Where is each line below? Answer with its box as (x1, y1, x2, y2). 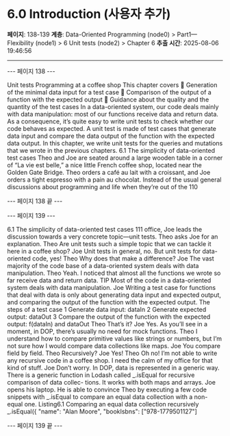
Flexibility (7, 38, 34, 47)
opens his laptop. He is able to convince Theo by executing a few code (7, 385, 207, 393)
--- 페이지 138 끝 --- (7, 197, 63, 205)
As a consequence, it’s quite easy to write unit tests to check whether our (7, 117, 214, 125)
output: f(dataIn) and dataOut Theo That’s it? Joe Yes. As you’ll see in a (7, 319, 207, 328)
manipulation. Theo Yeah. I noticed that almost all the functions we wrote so (7, 269, 221, 277)
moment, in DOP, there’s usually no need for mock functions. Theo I (7, 327, 198, 335)
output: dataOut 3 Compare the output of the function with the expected (7, 313, 211, 321)
